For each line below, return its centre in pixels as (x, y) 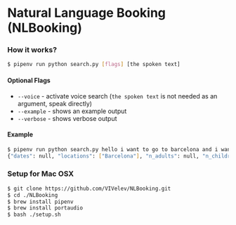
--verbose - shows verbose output (67, 118)
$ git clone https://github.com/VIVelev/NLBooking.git (89, 188)
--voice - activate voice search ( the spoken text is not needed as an (117, 96)
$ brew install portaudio (45, 208)
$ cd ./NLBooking (33, 195)
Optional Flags (29, 80)
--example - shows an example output (72, 111)
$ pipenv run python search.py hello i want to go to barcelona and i (113, 149)
